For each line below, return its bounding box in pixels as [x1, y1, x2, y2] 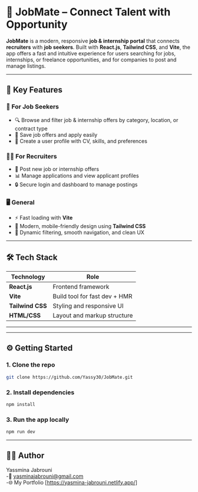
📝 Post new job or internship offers [14, 165, 99, 173]
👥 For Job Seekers [6, 103, 59, 111]
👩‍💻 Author [6, 451, 45, 461]
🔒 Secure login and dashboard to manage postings [14, 181, 138, 188]
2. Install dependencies [6, 388, 75, 397]
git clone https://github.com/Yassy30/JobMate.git [6, 374, 133, 380]
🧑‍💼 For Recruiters [6, 152, 57, 160]
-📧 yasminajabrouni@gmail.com [6, 473, 84, 480]
